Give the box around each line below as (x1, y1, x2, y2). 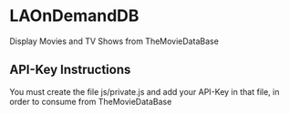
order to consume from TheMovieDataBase (9, 96, 172, 107)
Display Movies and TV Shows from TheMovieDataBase (9, 36, 219, 47)
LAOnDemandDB (9, 5, 139, 26)
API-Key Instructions (9, 62, 131, 78)
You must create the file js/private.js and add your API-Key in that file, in (9, 86, 280, 97)
